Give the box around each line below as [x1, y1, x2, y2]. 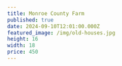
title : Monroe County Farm [7, 10, 85, 17]
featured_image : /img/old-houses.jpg [7, 29, 116, 36]
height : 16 [7, 36, 39, 43]
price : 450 [7, 49, 39, 56]
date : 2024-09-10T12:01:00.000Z [7, 23, 100, 30]
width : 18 [7, 42, 36, 49]
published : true [7, 16, 54, 23]
